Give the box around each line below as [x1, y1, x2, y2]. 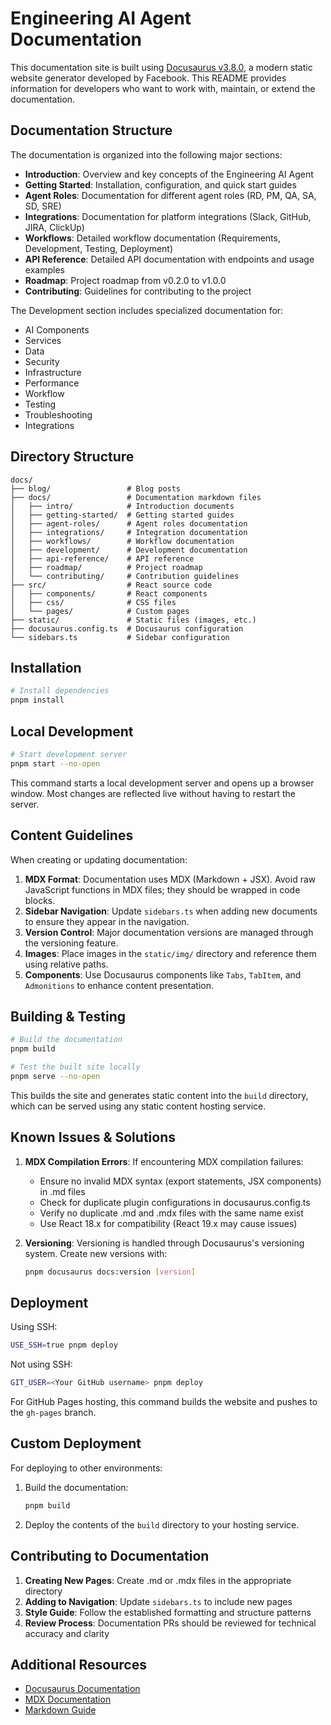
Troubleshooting [24, 408, 93, 421]
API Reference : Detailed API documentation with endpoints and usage [24, 253, 315, 265]
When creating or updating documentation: [10, 853, 188, 866]
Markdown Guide [24, 1704, 97, 1716]
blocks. [24, 894, 56, 906]
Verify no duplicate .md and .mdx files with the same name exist [39, 1207, 304, 1219]
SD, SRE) [24, 200, 62, 212]
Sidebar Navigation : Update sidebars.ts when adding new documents [24, 905, 318, 917]
